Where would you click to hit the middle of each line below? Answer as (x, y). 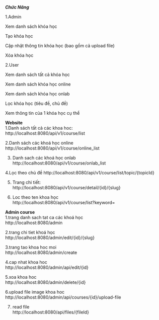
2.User (12, 65)
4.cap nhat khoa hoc (26, 262)
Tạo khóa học (19, 36)
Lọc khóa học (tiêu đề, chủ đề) (37, 103)
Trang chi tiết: (27, 182)
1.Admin (13, 17)
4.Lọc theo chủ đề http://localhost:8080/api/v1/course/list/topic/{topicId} (80, 173)
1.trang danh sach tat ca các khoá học (44, 217)
